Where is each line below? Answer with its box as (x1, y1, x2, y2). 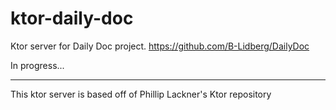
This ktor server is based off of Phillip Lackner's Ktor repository (10, 88, 272, 100)
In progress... (10, 59, 65, 71)
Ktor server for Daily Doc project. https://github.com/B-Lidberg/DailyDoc (10, 40, 310, 52)
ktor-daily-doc (10, 7, 134, 30)
